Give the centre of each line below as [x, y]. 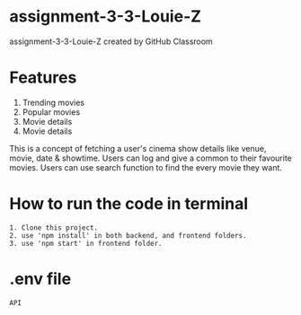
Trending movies [53, 102]
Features [43, 78]
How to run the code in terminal [129, 204]
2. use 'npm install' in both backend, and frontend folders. [128, 235]
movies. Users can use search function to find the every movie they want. [146, 167]
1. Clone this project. [54, 227]
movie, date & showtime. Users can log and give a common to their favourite [150, 158]
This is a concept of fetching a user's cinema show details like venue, [138, 148]
